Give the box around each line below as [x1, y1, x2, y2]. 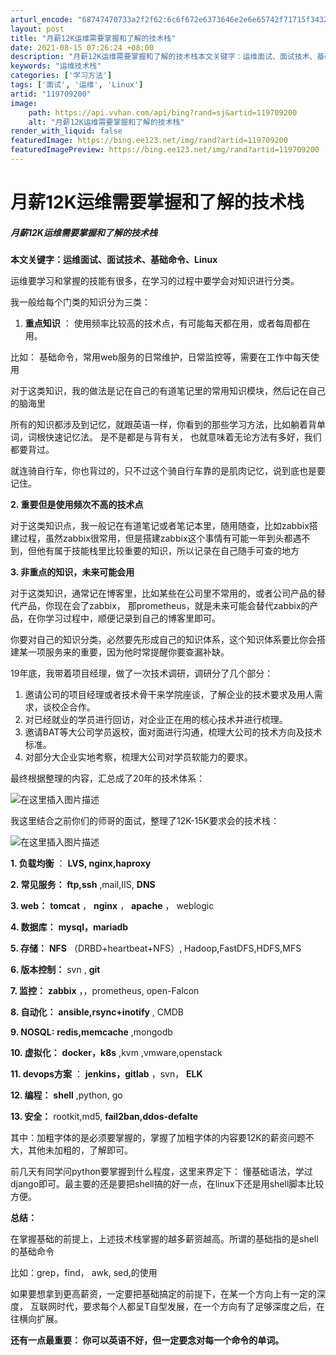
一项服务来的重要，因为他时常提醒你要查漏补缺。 [27, 646, 230, 658]
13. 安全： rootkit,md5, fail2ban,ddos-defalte [10, 1111, 198, 1123]
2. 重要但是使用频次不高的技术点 [10, 499, 144, 511]
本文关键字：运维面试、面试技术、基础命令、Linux [10, 254, 218, 266]
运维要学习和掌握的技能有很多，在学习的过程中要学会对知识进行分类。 [10, 275, 300, 287]
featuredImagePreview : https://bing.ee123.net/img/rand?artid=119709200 [10, 145, 320, 155]
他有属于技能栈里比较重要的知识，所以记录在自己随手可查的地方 [36, 545, 300, 557]
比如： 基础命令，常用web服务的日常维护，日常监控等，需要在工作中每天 [10, 351, 311, 363]
